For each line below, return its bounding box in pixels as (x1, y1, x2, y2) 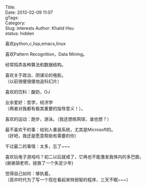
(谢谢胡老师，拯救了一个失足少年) (5, 160, 74, 166)
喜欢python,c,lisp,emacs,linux (5, 41, 66, 47)
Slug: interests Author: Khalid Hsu (5, 25, 74, 31)
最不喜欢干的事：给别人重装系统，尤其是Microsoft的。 (5, 127, 116, 133)
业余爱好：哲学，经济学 (5, 99, 53, 105)
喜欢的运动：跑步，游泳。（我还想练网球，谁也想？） (5, 116, 111, 122)
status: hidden (5, 31, 35, 36)
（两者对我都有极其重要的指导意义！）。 (5, 106, 86, 111)
